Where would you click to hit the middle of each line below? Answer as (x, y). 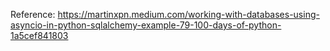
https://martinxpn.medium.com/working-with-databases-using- (188, 14)
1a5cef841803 (39, 35)
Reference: (33, 14)
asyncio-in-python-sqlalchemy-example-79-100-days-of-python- (146, 25)
